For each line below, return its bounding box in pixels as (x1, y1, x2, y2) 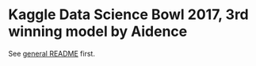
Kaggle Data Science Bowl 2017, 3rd (8, 6, 249, 24)
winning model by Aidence (8, 22, 188, 41)
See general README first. (8, 49, 95, 58)
